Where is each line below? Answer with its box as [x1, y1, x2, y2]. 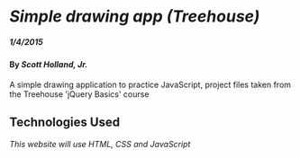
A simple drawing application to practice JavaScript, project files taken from [9, 79, 291, 90]
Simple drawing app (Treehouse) [9, 6, 260, 27]
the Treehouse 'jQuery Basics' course [9, 88, 150, 100]
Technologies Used [9, 115, 120, 130]
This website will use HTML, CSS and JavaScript [9, 138, 191, 149]
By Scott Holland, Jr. [9, 59, 88, 70]
